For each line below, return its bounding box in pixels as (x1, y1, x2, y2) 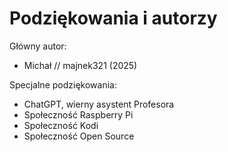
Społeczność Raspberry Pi (23, 108, 134, 121)
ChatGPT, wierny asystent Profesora (23, 98, 175, 110)
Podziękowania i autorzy (9, 7, 218, 30)
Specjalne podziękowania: (9, 78, 117, 91)
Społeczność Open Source (23, 130, 135, 142)
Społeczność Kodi (23, 119, 99, 131)
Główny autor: (9, 40, 67, 52)
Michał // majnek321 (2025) (23, 59, 138, 71)
